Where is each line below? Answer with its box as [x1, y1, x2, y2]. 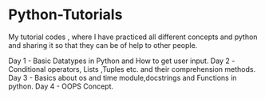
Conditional [8, 64, 46, 73]
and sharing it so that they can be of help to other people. [8, 40, 198, 49]
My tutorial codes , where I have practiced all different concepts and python [8, 32, 258, 42]
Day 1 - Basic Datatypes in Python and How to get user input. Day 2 [8, 56, 230, 65]
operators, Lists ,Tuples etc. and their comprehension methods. [47, 64, 256, 73]
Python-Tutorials [8, 6, 123, 24]
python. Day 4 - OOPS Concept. [8, 81, 114, 91]
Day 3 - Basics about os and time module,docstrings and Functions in [8, 73, 237, 82]
